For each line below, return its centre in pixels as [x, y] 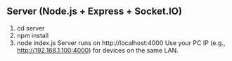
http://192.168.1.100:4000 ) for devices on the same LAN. [97, 50]
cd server [31, 28]
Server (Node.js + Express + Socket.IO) [94, 11]
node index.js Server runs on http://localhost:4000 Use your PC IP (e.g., [121, 43]
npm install [33, 35]
